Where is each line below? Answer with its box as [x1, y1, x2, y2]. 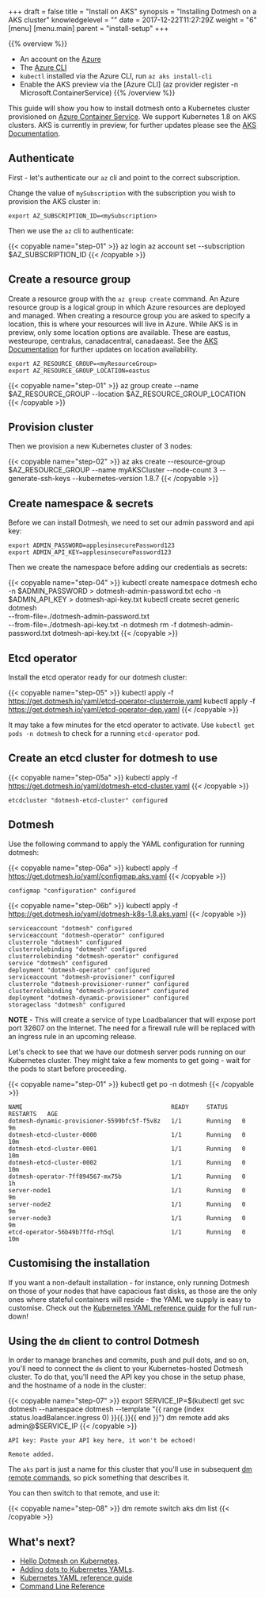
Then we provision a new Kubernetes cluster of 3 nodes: [8, 441, 193, 451]
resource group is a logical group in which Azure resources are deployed [8, 302, 246, 312]
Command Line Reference [19, 1581, 105, 1591]
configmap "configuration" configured [8, 887, 136, 895]
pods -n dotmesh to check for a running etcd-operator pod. [8, 729, 200, 738]
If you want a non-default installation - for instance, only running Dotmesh [8, 1277, 250, 1287]
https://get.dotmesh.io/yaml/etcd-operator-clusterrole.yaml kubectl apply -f [8, 696, 256, 706]
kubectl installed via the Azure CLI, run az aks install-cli [19, 71, 213, 80]
